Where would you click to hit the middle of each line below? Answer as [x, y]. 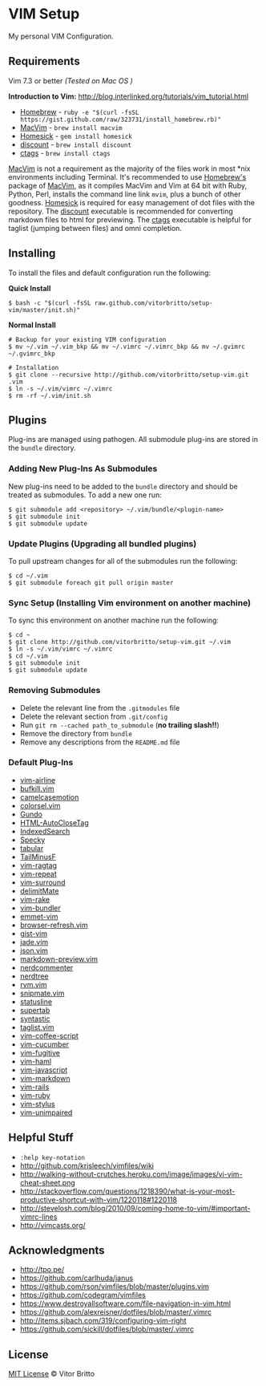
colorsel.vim [40, 805]
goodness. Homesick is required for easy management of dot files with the [131, 202]
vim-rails [34, 1087]
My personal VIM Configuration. [61, 36]
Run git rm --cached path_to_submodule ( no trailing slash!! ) [120, 725]
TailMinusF [38, 857]
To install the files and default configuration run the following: [109, 273]
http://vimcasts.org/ [52, 1225]
